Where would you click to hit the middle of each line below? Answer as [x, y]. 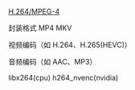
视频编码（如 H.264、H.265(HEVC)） [70, 45]
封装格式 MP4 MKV [40, 28]
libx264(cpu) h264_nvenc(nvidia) [63, 78]
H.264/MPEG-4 [34, 12]
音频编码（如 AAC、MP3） [53, 62]
